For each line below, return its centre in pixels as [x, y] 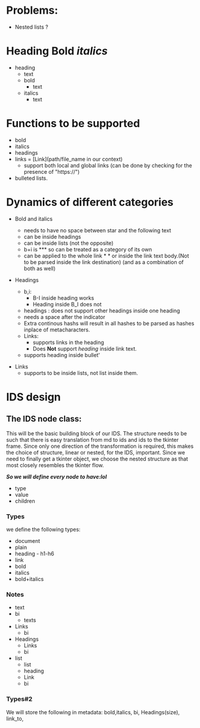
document [27, 541]
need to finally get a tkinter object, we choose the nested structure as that [97, 459]
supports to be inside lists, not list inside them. [81, 373]
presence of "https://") [52, 171]
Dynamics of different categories [90, 202]
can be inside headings [53, 236]
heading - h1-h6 [35, 554]
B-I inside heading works [63, 298]
